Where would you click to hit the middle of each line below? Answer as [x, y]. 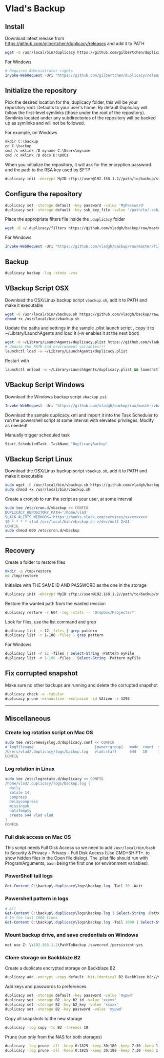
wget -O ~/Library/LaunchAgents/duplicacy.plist [55, 342]
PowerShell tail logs [29, 875]
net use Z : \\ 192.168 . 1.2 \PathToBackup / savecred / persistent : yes [74, 945]
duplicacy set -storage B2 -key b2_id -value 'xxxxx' [61, 1000]
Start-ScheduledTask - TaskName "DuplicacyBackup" [57, 444]
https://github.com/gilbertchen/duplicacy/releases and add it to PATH [75, 44]
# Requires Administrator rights [39, 71]
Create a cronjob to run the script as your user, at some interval [69, 499]
